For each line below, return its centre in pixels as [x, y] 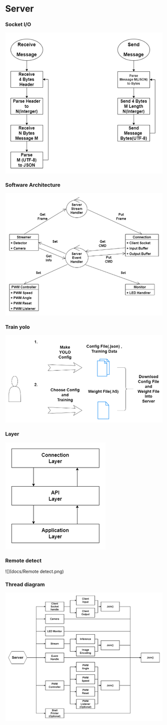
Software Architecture [33, 185]
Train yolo [17, 327]
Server [19, 9]
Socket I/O [18, 25]
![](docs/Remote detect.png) [34, 571]
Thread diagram [25, 584]
